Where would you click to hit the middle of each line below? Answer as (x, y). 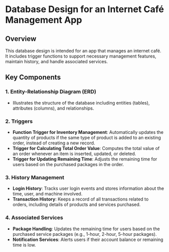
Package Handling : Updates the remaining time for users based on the (86, 229)
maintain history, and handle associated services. (57, 61)
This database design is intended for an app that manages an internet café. (83, 51)
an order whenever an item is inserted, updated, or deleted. (74, 154)
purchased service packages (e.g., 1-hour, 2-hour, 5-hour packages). (85, 234)
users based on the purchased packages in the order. (68, 164)
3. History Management (35, 177)
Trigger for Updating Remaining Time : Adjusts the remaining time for (85, 159)
